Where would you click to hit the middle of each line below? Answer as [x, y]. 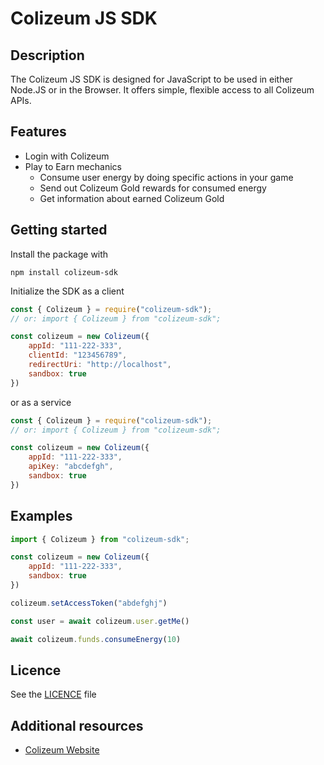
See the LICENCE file [53, 694]
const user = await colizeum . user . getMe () [100, 621]
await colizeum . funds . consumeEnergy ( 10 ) [96, 639]
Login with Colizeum [67, 156]
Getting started [59, 230]
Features [38, 132]
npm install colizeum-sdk [64, 272]
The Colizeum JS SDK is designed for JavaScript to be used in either [151, 79]
